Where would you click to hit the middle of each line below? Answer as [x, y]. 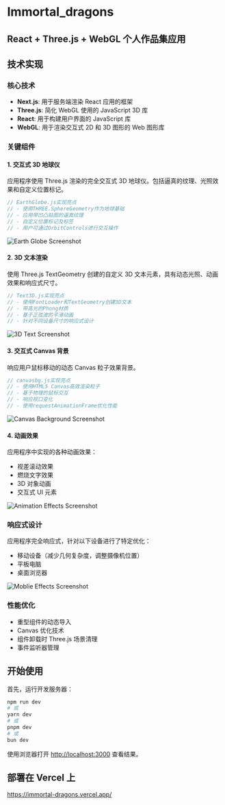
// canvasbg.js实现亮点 [39, 380]
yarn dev [19, 715]
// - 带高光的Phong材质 [38, 308]
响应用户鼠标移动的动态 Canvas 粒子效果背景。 [74, 367]
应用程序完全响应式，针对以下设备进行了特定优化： [79, 541]
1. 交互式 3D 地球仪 [34, 164]
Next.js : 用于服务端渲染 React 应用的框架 [75, 102]
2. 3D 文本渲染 [27, 258]
